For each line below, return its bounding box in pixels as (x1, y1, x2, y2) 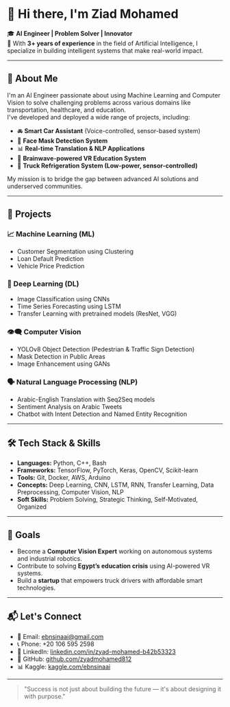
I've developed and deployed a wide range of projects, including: (7, 113, 190, 121)
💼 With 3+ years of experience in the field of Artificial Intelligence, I (7, 39, 199, 47)
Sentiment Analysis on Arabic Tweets (16, 403, 123, 411)
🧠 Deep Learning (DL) (7, 279, 79, 289)
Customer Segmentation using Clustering (16, 247, 134, 256)
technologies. (16, 583, 56, 592)
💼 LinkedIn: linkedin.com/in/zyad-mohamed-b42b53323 (16, 647, 177, 656)
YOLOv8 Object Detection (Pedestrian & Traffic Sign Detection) (16, 345, 195, 353)
